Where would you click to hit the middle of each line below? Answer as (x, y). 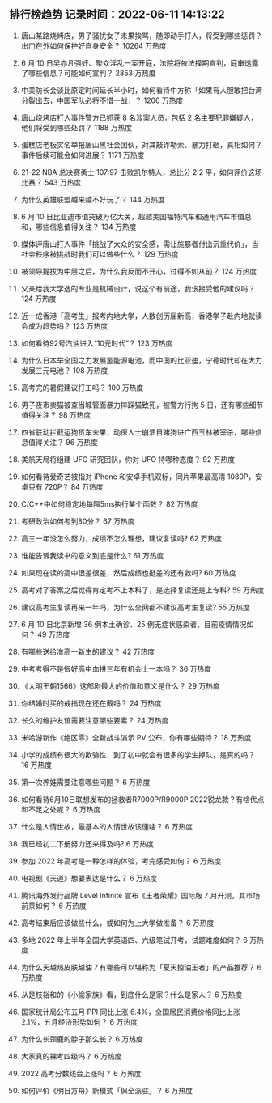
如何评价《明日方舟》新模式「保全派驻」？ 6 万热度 (107, 1090)
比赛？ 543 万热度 (51, 182)
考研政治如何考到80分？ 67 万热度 (78, 521)
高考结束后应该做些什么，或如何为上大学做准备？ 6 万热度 (117, 923)
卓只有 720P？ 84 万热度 (62, 486)
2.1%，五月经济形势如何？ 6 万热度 (79, 1021)
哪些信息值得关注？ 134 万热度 (86, 227)
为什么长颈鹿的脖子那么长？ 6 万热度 (82, 1039)
